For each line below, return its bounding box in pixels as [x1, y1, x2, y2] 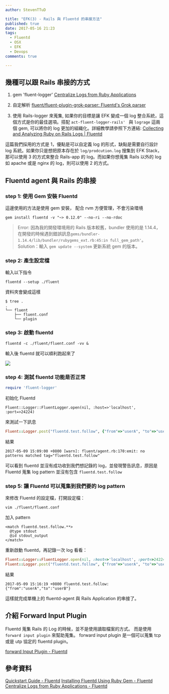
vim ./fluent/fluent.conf [5, 505, 59, 510]
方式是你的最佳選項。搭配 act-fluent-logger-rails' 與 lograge [17, 119, 150, 125]
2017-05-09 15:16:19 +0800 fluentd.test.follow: [5, 581, 109, 586]
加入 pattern [5, 514, 31, 520]
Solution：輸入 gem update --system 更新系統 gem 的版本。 [17, 243, 140, 249]
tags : [5, 31, 17, 36]
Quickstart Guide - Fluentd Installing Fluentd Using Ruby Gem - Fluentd [5, 678, 153, 684]
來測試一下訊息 [5, 419, 36, 425]
